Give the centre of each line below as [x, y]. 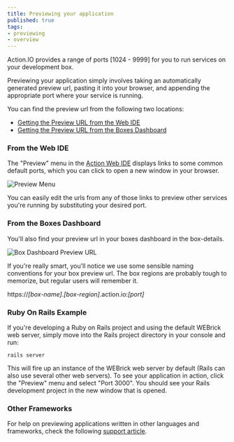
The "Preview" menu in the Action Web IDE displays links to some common [115, 163]
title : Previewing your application [60, 14]
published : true [31, 20]
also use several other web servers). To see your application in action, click [116, 376]
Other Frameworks [40, 408]
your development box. [41, 67]
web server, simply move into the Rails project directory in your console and [116, 335]
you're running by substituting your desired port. [77, 205]
